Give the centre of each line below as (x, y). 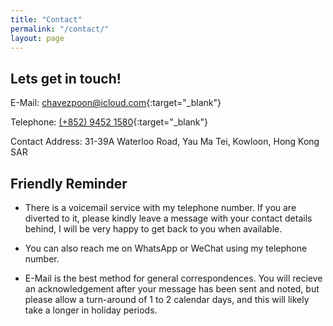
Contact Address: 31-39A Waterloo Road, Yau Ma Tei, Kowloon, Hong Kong (165, 142)
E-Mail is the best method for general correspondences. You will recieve (173, 278)
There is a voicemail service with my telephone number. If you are (160, 207)
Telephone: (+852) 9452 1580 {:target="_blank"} (109, 122)
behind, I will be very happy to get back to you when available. (153, 229)
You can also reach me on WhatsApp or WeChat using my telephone (166, 248)
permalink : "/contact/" (60, 29)
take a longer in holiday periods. (91, 310)
